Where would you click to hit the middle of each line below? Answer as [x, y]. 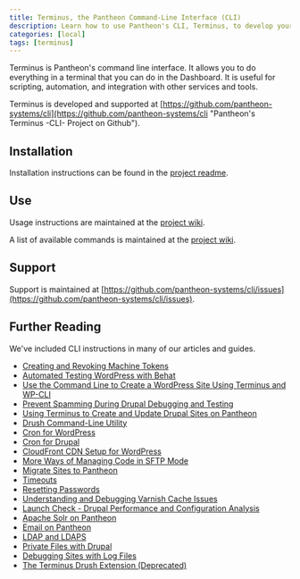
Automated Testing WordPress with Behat [99, 375]
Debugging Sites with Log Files [79, 556]
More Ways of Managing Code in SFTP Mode [105, 460]
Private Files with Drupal [67, 546]
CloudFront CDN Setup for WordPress [92, 451]
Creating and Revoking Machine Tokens [96, 365]
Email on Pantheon [57, 527]
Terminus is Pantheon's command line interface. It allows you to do [133, 68]
